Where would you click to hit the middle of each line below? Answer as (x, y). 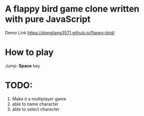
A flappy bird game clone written (72, 9)
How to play (29, 52)
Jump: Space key (23, 66)
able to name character (35, 104)
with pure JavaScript (48, 19)
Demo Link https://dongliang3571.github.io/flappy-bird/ (60, 33)
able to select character (36, 109)
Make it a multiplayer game (39, 99)
